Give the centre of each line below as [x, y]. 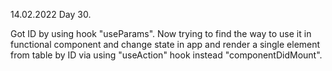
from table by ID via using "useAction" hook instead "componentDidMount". [166, 55]
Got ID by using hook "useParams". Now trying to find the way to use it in [161, 33]
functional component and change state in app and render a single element [165, 44]
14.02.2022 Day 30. [51, 14]
